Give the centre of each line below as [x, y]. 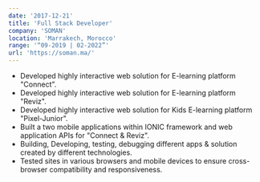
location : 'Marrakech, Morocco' [62, 38]
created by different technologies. [76, 152]
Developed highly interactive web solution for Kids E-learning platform [136, 110]
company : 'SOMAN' [37, 30]
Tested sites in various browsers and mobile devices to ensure [123, 161]
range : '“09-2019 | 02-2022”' [59, 46]
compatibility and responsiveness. [106, 170]
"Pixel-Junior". [44, 118]
